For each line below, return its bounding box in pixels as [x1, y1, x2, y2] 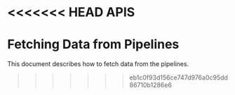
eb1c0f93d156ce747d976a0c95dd [129, 73, 228, 82]
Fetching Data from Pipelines [7, 37, 180, 53]
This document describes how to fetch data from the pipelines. [7, 60, 189, 68]
